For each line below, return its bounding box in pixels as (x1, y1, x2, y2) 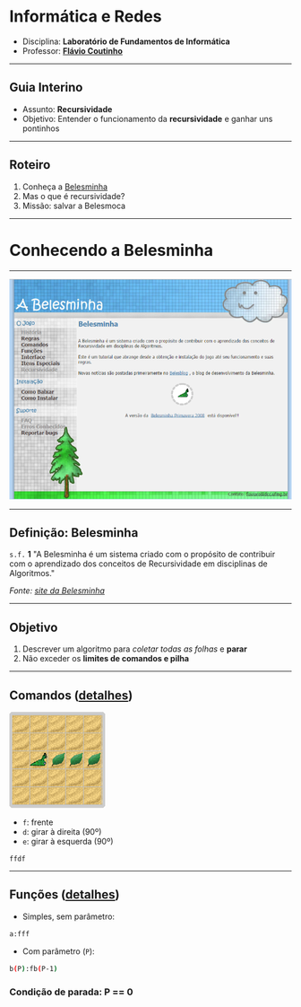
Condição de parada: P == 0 (9, 985, 133, 998)
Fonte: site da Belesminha (9, 585, 106, 596)
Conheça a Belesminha (21, 181, 108, 192)
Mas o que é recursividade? (21, 190, 125, 201)
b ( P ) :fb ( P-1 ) (9, 964, 58, 973)
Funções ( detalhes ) (9, 887, 120, 903)
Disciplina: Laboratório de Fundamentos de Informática (21, 36, 230, 47)
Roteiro (9, 157, 51, 172)
